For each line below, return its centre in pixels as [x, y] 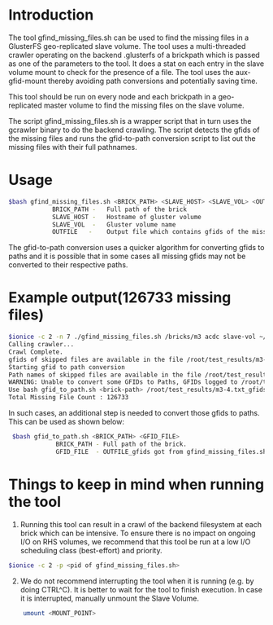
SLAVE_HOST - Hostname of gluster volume [126, 217]
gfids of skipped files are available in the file [96, 359]
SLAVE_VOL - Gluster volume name [114, 224]
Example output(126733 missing [120, 298]
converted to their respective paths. [68, 265]
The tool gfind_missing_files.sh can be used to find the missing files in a [129, 37]
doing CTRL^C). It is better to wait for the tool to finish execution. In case [141, 589]
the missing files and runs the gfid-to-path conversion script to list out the [132, 138]
